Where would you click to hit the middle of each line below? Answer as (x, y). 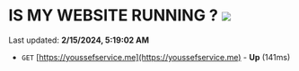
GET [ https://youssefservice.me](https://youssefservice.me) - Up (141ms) (156, 57)
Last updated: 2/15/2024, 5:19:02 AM (79, 40)
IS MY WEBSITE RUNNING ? (114, 16)
